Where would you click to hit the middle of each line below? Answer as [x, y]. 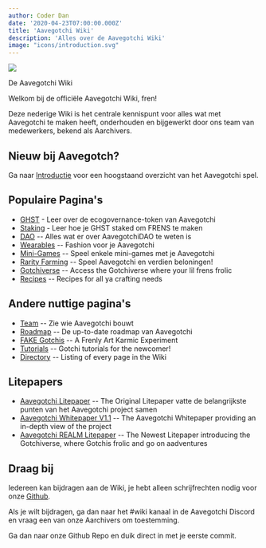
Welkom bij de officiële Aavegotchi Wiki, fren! [83, 99]
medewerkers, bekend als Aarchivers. [70, 131]
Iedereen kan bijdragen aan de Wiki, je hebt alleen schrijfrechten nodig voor [133, 488]
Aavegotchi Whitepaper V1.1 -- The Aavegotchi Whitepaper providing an [138, 418]
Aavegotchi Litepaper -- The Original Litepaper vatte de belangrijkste [133, 401]
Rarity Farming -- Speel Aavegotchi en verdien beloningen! [116, 262]
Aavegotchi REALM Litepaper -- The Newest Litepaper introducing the [135, 435]
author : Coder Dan [39, 16]
